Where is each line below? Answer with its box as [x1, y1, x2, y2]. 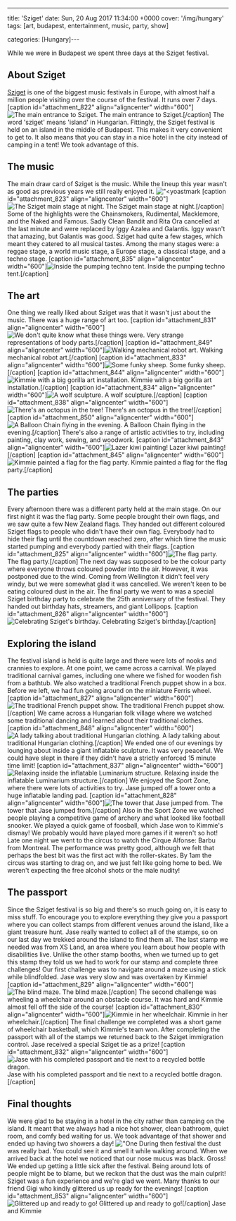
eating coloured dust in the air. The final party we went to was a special [7, 587, 214, 596]
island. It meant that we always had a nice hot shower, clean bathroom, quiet [7, 1124, 229, 1132]
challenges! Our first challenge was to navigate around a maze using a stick [7, 965, 226, 974]
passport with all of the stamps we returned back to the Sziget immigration [7, 1032, 223, 1041]
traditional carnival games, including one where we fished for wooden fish [7, 671, 222, 680]
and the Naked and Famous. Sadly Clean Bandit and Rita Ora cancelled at [7, 216, 220, 226]
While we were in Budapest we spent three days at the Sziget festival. [7, 49, 209, 57]
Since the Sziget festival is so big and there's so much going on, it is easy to [7, 905, 228, 914]
